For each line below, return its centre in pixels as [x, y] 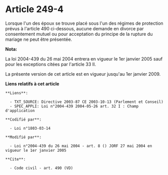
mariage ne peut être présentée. [39, 39]
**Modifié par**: [23, 137]
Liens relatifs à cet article [32, 84]
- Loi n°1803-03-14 [30, 128]
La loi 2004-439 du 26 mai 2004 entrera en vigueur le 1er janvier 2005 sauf [84, 59]
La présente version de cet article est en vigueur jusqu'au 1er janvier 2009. [83, 74]
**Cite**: [16, 159]
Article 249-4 [35, 9]
